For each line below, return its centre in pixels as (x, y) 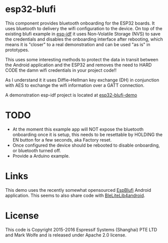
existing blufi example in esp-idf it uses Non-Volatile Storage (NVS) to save (83, 34)
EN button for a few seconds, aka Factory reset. (62, 140)
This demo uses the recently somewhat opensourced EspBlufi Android (78, 190)
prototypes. (17, 50)
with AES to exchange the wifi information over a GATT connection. (75, 85)
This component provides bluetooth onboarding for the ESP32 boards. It (80, 23)
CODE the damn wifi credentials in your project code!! (61, 70)
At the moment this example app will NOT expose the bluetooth (78, 129)
